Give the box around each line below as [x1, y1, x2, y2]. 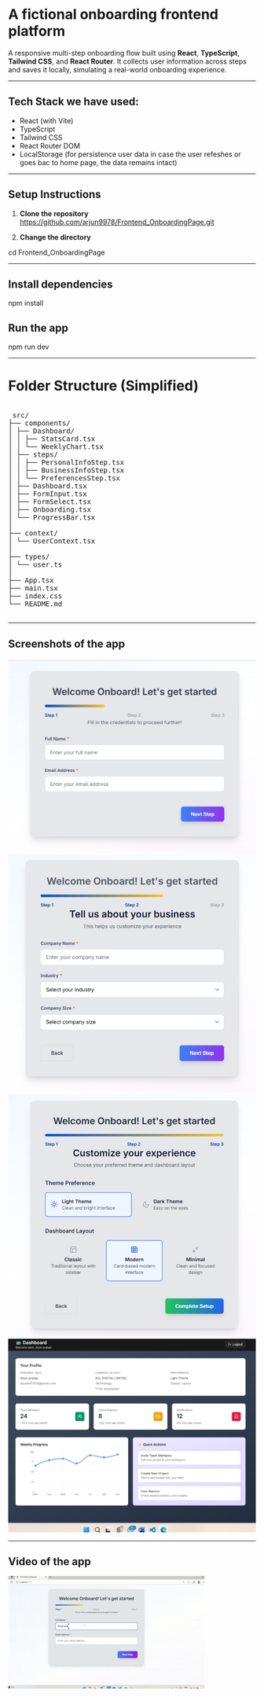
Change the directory [19, 232, 92, 241]
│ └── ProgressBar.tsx [8, 513, 96, 522]
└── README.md [8, 600, 63, 608]
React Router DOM [19, 141, 81, 150]
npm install [8, 299, 44, 308]
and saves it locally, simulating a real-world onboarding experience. [8, 64, 227, 74]
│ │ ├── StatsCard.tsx [8, 435, 96, 443]
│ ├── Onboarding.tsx [8, 505, 92, 514]
